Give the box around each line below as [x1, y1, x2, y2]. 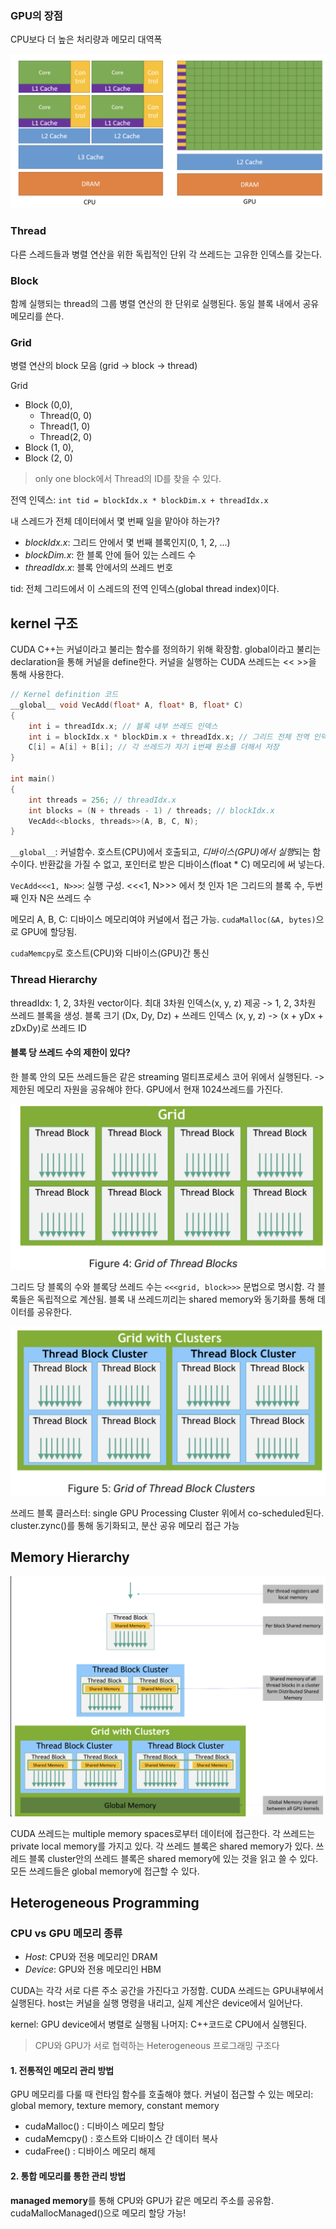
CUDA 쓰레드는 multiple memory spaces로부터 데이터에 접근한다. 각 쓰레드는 [10, 1827, 316, 1839]
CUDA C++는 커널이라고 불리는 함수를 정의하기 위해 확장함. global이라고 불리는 [10, 643, 322, 656]
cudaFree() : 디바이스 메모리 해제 [24, 2145, 156, 2157]
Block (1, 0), [24, 442, 75, 454]
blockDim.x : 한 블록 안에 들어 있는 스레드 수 [24, 549, 197, 561]
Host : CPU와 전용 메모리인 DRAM [24, 1951, 158, 1963]
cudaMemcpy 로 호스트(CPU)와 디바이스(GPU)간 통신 [10, 947, 210, 959]
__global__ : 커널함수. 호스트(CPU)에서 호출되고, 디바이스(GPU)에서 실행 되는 [10, 846, 311, 858]
